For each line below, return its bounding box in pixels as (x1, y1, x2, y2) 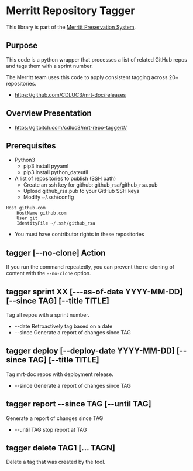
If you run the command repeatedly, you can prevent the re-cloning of (6, 263, 175, 270)
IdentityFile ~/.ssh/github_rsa (16, 221, 95, 226)
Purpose (6, 40, 38, 50)
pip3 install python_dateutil (23, 169, 88, 176)
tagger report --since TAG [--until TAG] (6, 399, 151, 409)
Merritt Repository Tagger (6, 4, 135, 18)
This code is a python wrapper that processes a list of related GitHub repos (6, 56, 187, 63)
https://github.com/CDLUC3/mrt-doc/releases (14, 91, 126, 98)
